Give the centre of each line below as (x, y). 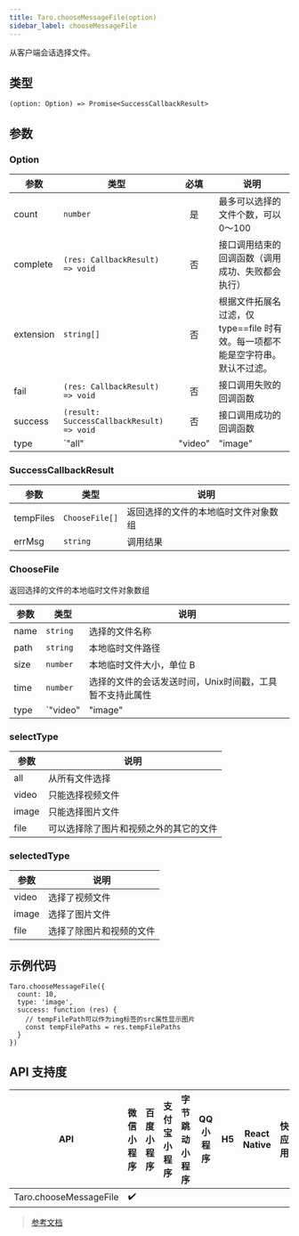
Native (257, 1144)
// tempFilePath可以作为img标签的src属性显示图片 (110, 1020)
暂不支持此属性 (120, 695)
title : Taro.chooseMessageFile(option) (83, 17)
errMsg (29, 541)
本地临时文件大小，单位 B (142, 664)
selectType (34, 736)
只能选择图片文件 (84, 811)
